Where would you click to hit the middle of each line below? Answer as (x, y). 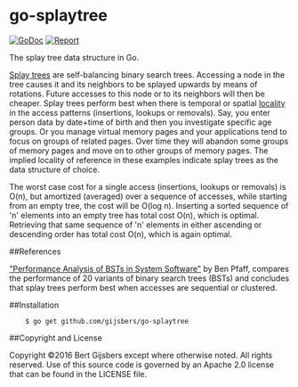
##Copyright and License (56, 338)
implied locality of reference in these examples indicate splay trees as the (144, 160)
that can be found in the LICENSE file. (78, 374)
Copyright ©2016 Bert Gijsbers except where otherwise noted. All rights (141, 355)
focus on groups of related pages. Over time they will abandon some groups (149, 141)
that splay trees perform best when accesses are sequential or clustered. (143, 287)
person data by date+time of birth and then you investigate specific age (141, 122)
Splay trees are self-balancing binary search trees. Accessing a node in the (147, 74)
